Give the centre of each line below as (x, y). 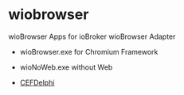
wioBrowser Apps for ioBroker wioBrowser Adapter (92, 36)
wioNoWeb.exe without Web (66, 67)
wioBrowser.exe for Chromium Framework (89, 51)
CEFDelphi (37, 82)
